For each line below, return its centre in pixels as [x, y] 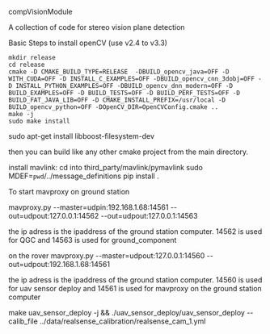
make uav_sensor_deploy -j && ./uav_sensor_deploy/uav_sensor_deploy [127, 313]
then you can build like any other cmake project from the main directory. [129, 152]
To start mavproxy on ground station [69, 192]
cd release [27, 65]
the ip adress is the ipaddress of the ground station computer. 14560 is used [135, 280]
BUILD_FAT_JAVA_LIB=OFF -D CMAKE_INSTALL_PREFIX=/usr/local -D [117, 100]
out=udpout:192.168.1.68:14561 [59, 264]
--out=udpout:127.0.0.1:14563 [149, 216]
